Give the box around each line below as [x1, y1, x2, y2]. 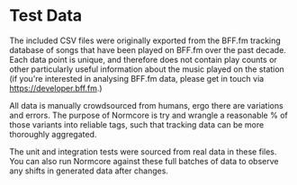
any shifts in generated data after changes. [9, 165, 169, 176]
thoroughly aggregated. [9, 128, 97, 139]
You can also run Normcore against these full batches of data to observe [9, 155, 279, 166]
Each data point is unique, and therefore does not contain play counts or [9, 54, 277, 65]
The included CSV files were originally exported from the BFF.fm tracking [9, 35, 281, 46]
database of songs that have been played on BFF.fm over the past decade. [9, 44, 286, 55]
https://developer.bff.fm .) [9, 83, 103, 93]
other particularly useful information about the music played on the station [9, 64, 285, 75]
